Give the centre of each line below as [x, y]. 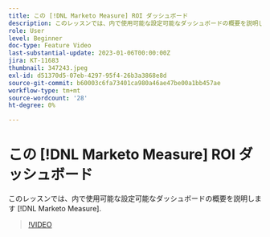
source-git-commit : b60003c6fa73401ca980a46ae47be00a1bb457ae [115, 83]
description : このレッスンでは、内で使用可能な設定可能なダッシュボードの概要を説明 [133, 23]
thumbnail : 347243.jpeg [48, 68]
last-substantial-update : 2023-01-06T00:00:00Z [90, 53]
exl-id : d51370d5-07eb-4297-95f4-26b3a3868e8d [88, 76]
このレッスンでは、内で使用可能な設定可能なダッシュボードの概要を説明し [131, 198]
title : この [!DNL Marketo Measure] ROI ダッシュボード [98, 16]
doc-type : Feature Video [50, 46]
